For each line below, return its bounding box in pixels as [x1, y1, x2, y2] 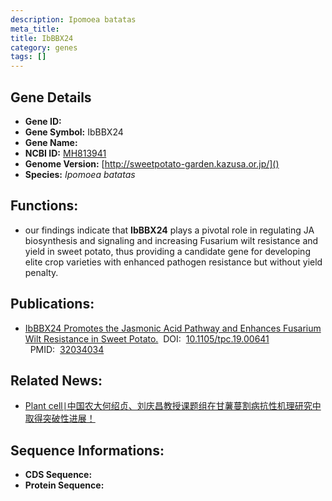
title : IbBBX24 [10, 33, 74, 43]
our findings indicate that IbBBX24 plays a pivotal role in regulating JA [24, 224, 315, 236]
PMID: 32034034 [29, 343, 105, 355]
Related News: [10, 372, 103, 389]
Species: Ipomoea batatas [24, 168, 136, 180]
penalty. [24, 266, 59, 278]
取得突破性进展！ [24, 412, 96, 425]
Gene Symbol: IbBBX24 [24, 126, 124, 138]
